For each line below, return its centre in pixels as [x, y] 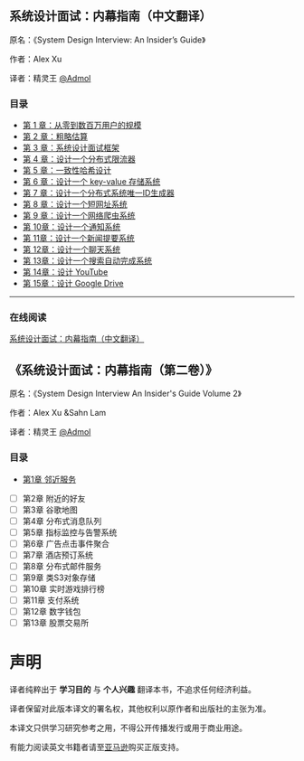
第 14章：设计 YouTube [65, 272]
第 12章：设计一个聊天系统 [71, 249]
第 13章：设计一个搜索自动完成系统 [87, 261]
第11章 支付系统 [51, 600]
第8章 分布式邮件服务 [62, 566]
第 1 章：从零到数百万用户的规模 [82, 126]
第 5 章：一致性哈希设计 [66, 171]
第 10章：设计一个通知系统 [71, 227]
